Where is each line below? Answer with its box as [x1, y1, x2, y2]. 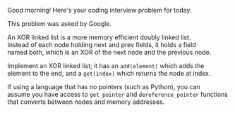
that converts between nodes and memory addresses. [7, 98, 165, 106]
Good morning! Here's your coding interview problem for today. [7, 6, 192, 14]
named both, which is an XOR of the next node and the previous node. [7, 48, 212, 56]
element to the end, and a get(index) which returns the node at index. [7, 69, 211, 77]
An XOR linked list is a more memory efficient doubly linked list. [7, 33, 191, 41]
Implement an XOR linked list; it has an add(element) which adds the [7, 62, 205, 69]
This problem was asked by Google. [7, 20, 112, 27]
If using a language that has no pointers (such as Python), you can [7, 83, 200, 91]
